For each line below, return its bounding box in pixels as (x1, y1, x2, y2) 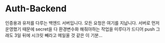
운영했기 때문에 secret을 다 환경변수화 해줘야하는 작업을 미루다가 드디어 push (5, 26, 155, 32)
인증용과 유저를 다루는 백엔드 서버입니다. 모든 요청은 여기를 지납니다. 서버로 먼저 (5, 20, 160, 26)
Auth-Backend (5, 3, 67, 14)
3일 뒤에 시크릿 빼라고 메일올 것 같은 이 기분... (14, 32, 103, 38)
